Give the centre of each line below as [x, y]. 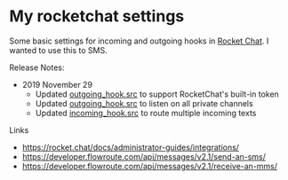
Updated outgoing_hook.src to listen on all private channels [144, 103]
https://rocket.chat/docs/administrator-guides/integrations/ [131, 147]
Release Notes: [37, 67]
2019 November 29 [57, 84]
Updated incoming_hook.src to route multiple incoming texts [146, 113]
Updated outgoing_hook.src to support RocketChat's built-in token [157, 94]
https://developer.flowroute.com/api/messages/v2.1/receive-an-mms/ [150, 166]
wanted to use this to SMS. [59, 50]
